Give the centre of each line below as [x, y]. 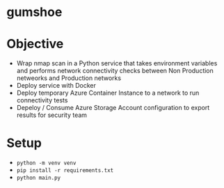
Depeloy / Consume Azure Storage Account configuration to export [113, 108]
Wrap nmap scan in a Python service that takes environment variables [117, 63]
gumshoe [34, 12]
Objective [35, 44]
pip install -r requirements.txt [65, 171]
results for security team [52, 115]
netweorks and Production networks [69, 78]
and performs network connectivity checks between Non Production [115, 71]
